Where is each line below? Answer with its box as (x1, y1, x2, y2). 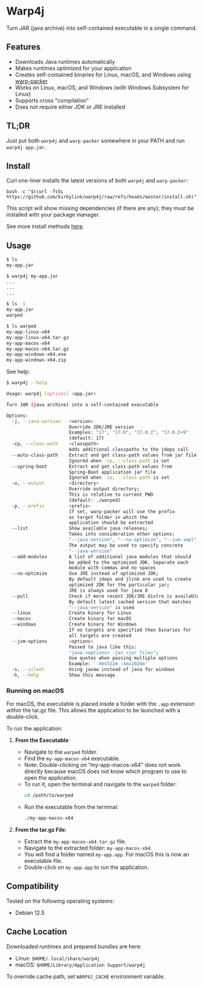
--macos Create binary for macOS (12, 616, 132, 622)
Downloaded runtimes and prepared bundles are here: (6, 942, 142, 950)
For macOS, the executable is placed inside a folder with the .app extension (6, 700, 195, 707)
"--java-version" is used (69, 604, 135, 610)
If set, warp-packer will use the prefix (69, 508, 175, 515)
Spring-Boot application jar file (69, 469, 156, 475)
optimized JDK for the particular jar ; (69, 582, 170, 588)
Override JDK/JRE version (69, 424, 135, 430)
